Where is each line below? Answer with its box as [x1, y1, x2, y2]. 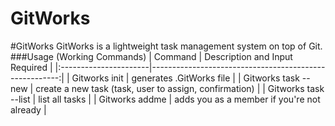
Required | [10, 61, 53, 73]
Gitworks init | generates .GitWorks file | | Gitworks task [71, 72, 300, 84]
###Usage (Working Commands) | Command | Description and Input [10, 50, 293, 62]
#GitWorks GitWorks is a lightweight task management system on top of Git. [10, 40, 323, 52]
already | [10, 103, 47, 116]
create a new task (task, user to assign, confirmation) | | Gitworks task [35, 82, 325, 94]
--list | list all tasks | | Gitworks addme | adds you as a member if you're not [10, 93, 321, 105]
